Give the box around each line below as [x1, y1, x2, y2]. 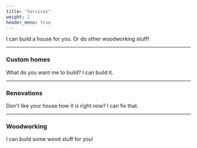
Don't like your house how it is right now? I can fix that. [6, 102, 139, 109]
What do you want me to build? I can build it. [6, 68, 114, 76]
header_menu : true [6, 19, 51, 25]
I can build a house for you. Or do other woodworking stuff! [6, 36, 150, 43]
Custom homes [6, 56, 51, 64]
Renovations [6, 89, 43, 97]
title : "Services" [6, 8, 51, 15]
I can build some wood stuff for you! [6, 136, 94, 143]
